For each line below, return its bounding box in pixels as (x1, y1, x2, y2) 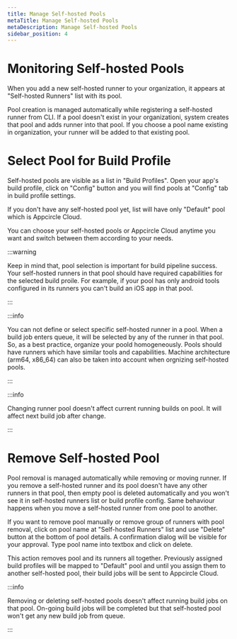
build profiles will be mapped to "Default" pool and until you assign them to (7, 562, 226, 570)
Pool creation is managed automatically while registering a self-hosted (7, 106, 213, 114)
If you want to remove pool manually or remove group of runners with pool (7, 518, 224, 526)
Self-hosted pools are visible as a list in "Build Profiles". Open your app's (7, 177, 219, 185)
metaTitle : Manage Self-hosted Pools (7, 17, 119, 24)
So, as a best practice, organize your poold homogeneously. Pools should (7, 340, 222, 349)
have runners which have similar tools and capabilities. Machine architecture (7, 348, 231, 357)
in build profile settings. (7, 191, 76, 200)
